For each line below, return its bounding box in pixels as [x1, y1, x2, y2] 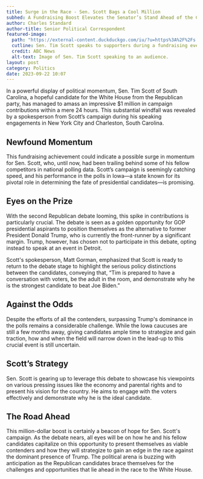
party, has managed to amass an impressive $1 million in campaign [6, 100, 173, 108]
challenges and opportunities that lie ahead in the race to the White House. [6, 466, 193, 474]
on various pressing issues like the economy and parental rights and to [6, 381, 182, 388]
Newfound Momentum [6, 137, 93, 147]
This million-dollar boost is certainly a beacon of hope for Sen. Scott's [6, 428, 181, 435]
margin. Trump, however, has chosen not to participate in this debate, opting [6, 238, 196, 245]
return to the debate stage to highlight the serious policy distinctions [6, 262, 176, 270]
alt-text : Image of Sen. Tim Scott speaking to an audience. [11, 54, 169, 60]
